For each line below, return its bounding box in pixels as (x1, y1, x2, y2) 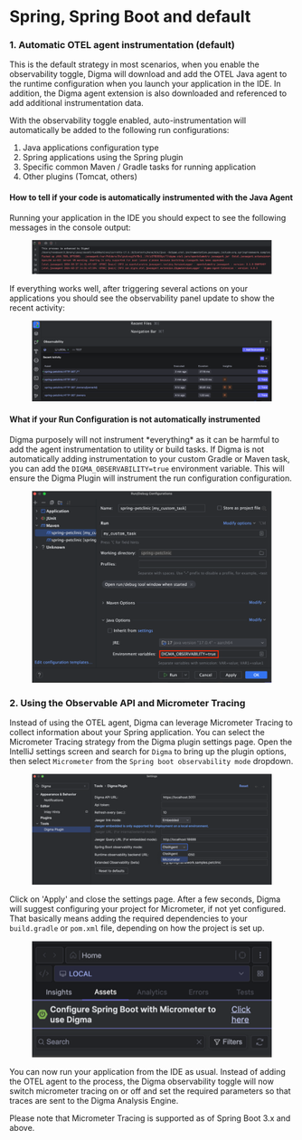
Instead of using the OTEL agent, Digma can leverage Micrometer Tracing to (9, 717, 294, 728)
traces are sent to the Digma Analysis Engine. (9, 1096, 179, 1106)
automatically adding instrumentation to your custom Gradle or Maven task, (9, 453, 290, 464)
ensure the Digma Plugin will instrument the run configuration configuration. (9, 473, 292, 484)
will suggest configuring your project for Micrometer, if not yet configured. (9, 903, 287, 914)
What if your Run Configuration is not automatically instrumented (9, 414, 260, 425)
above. (9, 1123, 35, 1134)
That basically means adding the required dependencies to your (9, 913, 248, 924)
